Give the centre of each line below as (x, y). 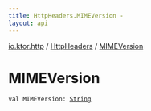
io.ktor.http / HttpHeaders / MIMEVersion (76, 46)
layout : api (28, 23)
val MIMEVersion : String (50, 99)
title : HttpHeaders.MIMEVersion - (66, 16)
